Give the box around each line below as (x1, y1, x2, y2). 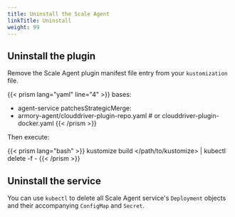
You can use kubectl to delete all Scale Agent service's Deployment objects (7, 194, 226, 202)
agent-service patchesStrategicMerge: (17, 104, 132, 112)
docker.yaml (17, 119, 55, 128)
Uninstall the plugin (7, 50, 96, 62)
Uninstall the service (7, 175, 101, 187)
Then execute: (7, 133, 50, 142)
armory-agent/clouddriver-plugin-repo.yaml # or (17, 112, 161, 120)
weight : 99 (7, 23, 40, 31)
